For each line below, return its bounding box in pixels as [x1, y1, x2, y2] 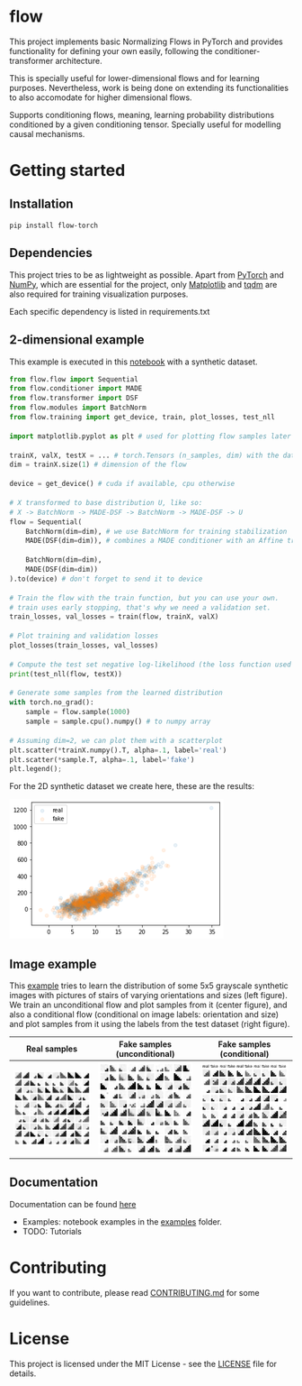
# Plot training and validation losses [9, 631, 159, 641]
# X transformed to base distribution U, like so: [9, 498, 203, 507]
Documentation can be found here [9, 1198, 137, 1209]
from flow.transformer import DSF [9, 394, 139, 403]
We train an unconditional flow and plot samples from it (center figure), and [9, 999, 288, 1011]
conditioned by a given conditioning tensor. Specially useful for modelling [9, 119, 281, 130]
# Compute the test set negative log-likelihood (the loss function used [9, 660, 292, 669]
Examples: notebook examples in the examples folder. [22, 1216, 223, 1227]
